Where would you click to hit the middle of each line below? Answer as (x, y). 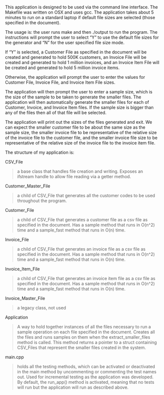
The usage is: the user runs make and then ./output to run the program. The (81, 32)
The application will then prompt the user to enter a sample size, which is (79, 92)
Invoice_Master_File (25, 298)
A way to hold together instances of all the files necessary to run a (84, 327)
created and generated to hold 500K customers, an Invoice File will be (76, 57)
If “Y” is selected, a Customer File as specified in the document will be (76, 52)
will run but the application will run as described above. (73, 387)
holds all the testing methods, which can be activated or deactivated (86, 366)
